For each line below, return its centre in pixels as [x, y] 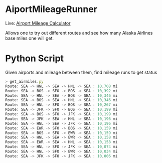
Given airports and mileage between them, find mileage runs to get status [81, 72]
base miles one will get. [30, 38]
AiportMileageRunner [51, 9]
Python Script [35, 58]
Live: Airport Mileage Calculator [38, 23]
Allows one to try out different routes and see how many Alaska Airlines [79, 33]
